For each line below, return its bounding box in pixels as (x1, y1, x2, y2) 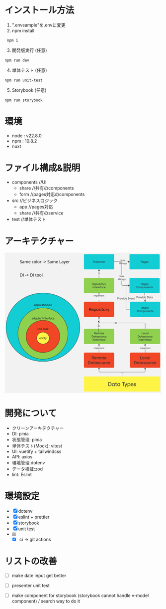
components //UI (11, 179, 47, 185)
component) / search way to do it (11, 598, 81, 604)
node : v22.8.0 (11, 133, 42, 139)
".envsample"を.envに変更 (11, 22, 66, 28)
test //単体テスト (11, 216, 46, 222)
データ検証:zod (11, 466, 43, 472)
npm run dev (4, 58, 29, 63)
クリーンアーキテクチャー (11, 425, 64, 431)
